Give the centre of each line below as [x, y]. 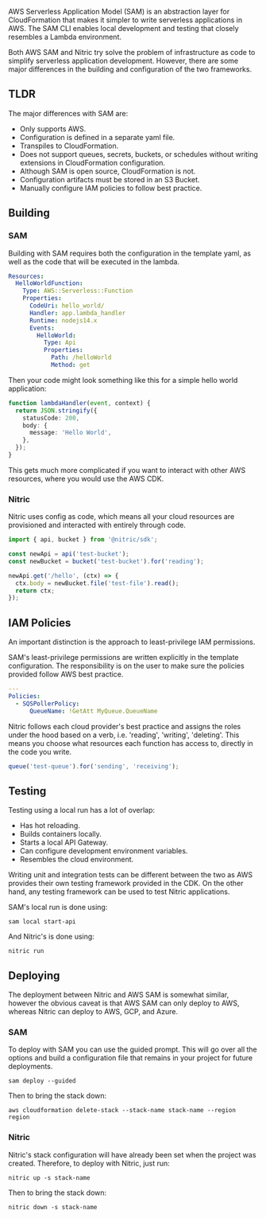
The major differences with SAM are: [68, 113]
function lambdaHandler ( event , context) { [79, 403]
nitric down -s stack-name [53, 1207]
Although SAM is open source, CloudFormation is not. [108, 171]
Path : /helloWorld [81, 357]
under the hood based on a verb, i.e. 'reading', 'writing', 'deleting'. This [124, 735]
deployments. [31, 1067]
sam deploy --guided [42, 1081]
